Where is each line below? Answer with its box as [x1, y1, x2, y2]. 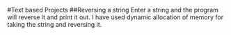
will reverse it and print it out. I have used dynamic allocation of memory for [7, 13, 224, 21]
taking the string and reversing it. [7, 21, 102, 28]
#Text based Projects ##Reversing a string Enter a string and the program [7, 6, 219, 14]
